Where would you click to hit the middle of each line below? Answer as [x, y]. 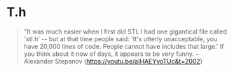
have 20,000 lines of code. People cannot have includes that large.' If [124, 46]
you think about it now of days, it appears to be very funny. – [111, 54]
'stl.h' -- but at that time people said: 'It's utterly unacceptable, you [121, 38]
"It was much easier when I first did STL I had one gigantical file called [125, 31]
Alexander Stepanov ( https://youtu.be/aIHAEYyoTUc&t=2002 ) [113, 61]
